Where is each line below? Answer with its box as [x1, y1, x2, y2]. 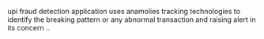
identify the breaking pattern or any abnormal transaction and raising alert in [7, 15, 256, 24]
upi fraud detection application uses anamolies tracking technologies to [7, 7, 240, 16]
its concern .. [7, 23, 51, 32]
